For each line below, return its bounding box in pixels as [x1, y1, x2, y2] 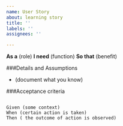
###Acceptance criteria [6, 88, 65, 95]
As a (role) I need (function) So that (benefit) [6, 53, 118, 60]
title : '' [6, 20, 31, 26]
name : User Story [6, 8, 50, 15]
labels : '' [6, 25, 34, 32]
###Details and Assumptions [6, 64, 78, 72]
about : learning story [6, 14, 63, 20]
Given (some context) [6, 104, 61, 111]
